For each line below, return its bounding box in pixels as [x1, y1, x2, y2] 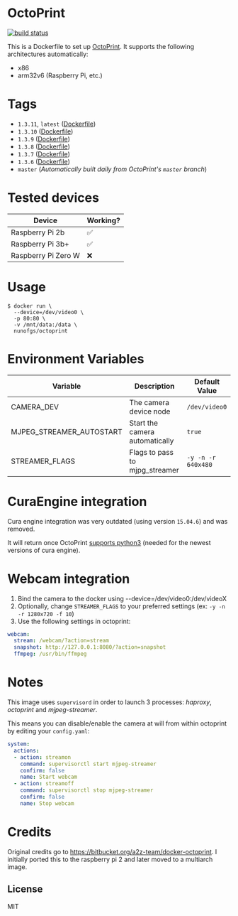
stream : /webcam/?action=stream [13, 637, 110, 645]
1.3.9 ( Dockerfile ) [17, 134, 71, 143]
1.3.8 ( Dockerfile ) [17, 142, 71, 151]
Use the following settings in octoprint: [17, 617, 131, 625]
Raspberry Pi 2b [11, 227, 65, 237]
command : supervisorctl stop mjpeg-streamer [20, 787, 154, 794]
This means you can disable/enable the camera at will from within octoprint [7, 719, 227, 728]
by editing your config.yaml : [7, 727, 90, 735]
